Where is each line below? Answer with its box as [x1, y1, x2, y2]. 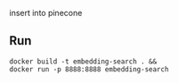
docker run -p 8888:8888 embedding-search [9, 64, 169, 74]
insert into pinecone [9, 8, 83, 18]
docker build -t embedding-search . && [9, 57, 158, 66]
